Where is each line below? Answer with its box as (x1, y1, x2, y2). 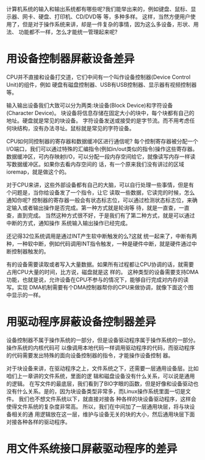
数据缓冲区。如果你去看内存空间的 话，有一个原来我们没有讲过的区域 (11, 160, 184, 168)
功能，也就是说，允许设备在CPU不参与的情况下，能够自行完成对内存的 (6, 276, 184, 283)
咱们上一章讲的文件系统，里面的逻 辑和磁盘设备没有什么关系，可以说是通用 (6, 372, 195, 379)
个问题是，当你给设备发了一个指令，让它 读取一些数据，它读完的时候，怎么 (6, 188, 195, 196)
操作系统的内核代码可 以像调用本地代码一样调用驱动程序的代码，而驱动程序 (6, 344, 195, 351)
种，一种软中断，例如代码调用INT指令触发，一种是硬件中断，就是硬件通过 (6, 240, 192, 247)
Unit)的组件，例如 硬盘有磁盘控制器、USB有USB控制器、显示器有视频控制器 (6, 81, 197, 88)
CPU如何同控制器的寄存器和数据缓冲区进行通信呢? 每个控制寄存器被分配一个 (6, 137, 198, 145)
